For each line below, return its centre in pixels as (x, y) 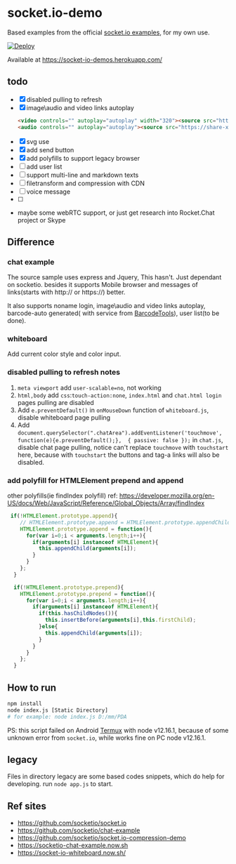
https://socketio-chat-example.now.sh (73, 845)
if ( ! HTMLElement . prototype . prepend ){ (69, 587)
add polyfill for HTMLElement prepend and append (96, 480)
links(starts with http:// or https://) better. (66, 292)
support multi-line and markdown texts (83, 175)
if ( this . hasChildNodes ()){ (78, 613)
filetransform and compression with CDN (86, 183)
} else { (48, 627)
